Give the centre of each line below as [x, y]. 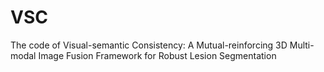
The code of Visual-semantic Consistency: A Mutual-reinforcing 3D [149, 45]
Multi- [302, 45]
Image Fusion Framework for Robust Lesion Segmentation [157, 55]
